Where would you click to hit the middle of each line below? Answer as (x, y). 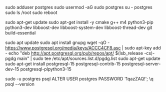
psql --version (20, 84)
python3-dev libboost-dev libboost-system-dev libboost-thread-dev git (79, 27)
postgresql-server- (141, 64)
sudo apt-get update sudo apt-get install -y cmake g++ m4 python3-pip (79, 22)
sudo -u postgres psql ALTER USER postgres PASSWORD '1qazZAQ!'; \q (79, 79)
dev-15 (12, 69)
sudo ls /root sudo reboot (31, 12)
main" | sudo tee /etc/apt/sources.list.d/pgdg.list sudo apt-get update (89, 58)
